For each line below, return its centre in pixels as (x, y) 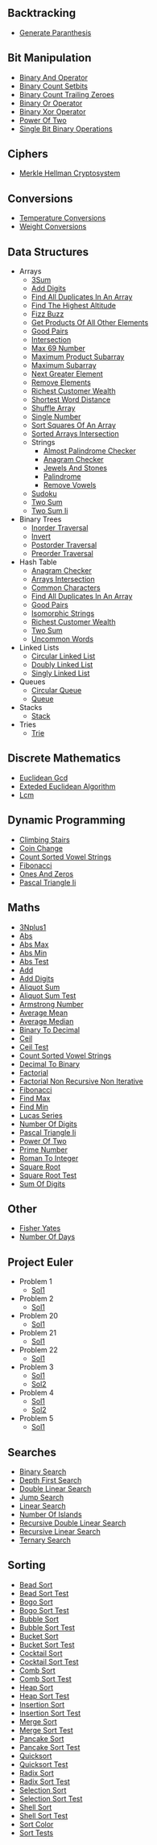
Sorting (27, 1565)
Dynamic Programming (66, 820)
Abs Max (34, 944)
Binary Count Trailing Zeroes (66, 94)
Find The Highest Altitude (73, 306)
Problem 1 (36, 1282)
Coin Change (41, 848)
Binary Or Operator (51, 103)
